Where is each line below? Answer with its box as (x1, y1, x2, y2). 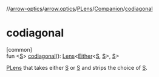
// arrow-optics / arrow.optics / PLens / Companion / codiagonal (6, 5, 153, 12)
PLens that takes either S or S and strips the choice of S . (6, 64, 147, 71)
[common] (6, 46, 32, 53)
